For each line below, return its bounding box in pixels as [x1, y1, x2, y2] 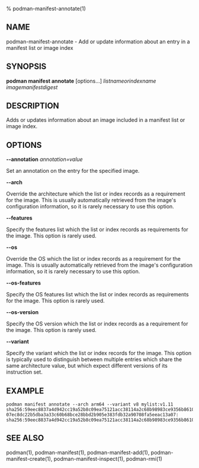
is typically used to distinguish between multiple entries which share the [6, 356, 182, 363]
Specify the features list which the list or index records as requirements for [6, 226, 188, 233]
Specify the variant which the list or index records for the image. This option [6, 350, 192, 357]
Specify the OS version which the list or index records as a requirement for [6, 320, 188, 327]
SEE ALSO [6, 433, 44, 443]
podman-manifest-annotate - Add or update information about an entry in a [6, 38, 191, 45]
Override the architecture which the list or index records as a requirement [6, 190, 185, 198]
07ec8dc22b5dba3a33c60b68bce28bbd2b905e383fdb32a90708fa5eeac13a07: [6, 412, 179, 418]
